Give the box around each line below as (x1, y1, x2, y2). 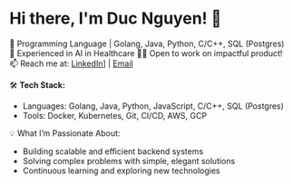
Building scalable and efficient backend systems (22, 145, 204, 157)
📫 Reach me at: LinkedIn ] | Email (9, 58, 133, 69)
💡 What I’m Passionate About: (9, 127, 121, 139)
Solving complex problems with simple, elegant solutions (22, 155, 236, 166)
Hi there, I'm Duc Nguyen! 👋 (9, 8, 222, 29)
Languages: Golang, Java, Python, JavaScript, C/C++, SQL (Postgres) (22, 100, 284, 112)
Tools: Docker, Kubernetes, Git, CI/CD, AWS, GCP (22, 110, 207, 121)
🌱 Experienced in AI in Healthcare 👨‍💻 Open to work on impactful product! (9, 47, 283, 58)
